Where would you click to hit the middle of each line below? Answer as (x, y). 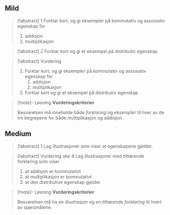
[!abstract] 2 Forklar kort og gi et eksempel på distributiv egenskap (87, 51)
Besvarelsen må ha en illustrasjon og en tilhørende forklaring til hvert (89, 202)
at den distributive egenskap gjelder (63, 182)
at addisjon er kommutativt (53, 171)
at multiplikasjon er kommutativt (58, 177)
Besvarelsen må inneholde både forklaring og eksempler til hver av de (91, 112)
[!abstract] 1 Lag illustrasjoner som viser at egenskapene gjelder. (85, 146)
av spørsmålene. (35, 207)
